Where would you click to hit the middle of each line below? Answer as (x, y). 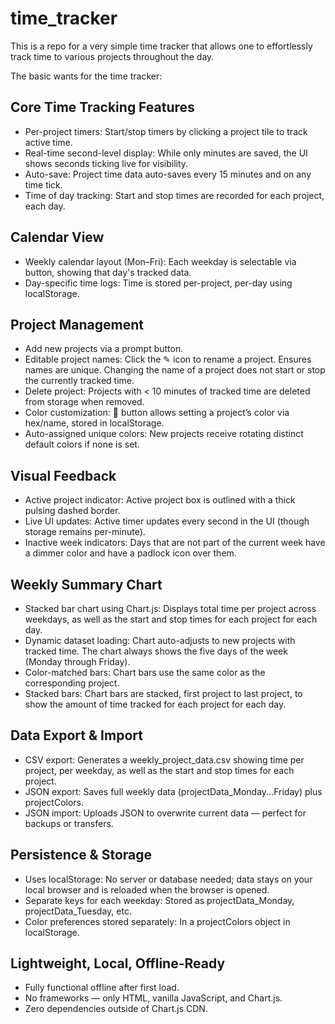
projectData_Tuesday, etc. (78, 911)
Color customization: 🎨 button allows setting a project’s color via (157, 413)
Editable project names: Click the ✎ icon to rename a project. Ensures (168, 359)
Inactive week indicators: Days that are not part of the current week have (175, 543)
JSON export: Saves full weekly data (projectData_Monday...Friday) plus (173, 791)
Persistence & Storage (81, 855)
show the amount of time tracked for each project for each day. (155, 704)
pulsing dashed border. (72, 511)
